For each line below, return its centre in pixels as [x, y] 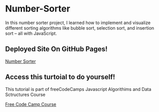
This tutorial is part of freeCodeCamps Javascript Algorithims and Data [78, 89]
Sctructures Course [25, 94]
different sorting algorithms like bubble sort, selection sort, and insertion [80, 28]
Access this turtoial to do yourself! [60, 77]
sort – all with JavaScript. [31, 33]
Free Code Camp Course [31, 104]
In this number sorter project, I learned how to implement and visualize [78, 23]
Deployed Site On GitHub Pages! [56, 49]
